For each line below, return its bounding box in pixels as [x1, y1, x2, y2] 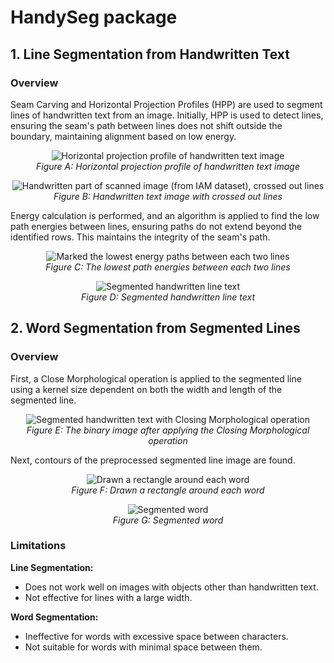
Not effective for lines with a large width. [24, 591, 193, 603]
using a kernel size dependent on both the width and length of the [10, 383, 283, 395]
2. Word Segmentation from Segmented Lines [10, 320, 301, 337]
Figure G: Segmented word [112, 514, 224, 526]
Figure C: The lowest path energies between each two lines [45, 261, 291, 273]
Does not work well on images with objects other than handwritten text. [24, 581, 319, 593]
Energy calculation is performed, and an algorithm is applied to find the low [10, 209, 320, 221]
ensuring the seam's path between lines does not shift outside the [10, 119, 283, 131]
